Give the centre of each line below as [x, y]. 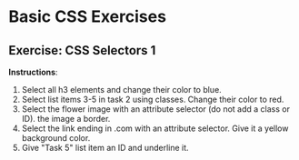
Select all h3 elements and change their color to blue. [121, 90]
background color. [56, 138]
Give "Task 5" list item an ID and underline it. [105, 148]
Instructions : [33, 72]
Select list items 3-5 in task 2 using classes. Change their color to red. [153, 99]
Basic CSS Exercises [88, 17]
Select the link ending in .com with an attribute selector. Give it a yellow [155, 128]
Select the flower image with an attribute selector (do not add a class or [155, 109]
